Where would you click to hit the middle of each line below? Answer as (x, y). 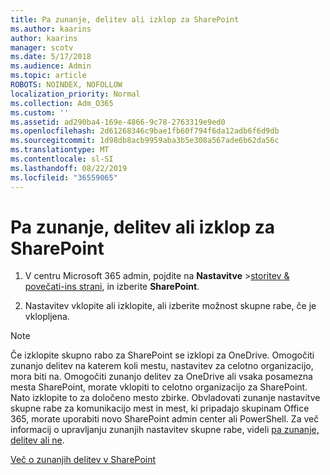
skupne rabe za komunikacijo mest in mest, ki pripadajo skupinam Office (160, 408)
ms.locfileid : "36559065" (64, 177)
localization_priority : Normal (75, 94)
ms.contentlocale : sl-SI (62, 159)
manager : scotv (42, 47)
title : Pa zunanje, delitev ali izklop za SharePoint (125, 19)
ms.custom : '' (40, 112)
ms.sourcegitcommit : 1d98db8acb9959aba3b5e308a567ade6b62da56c (145, 141)
